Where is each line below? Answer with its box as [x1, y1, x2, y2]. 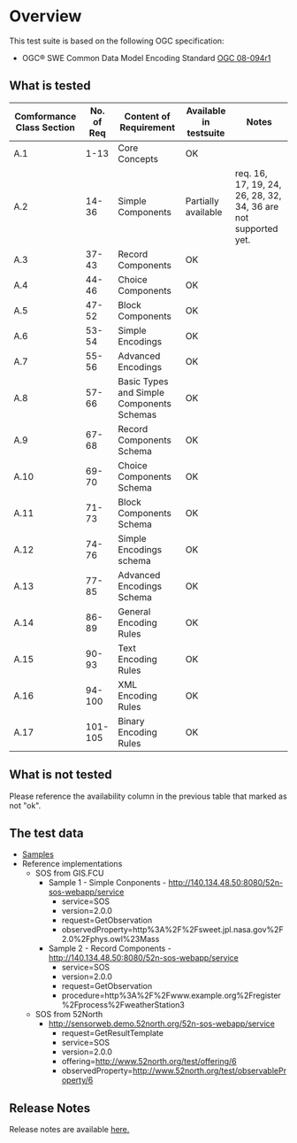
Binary [118, 714, 145, 727]
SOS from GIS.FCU [34, 868, 104, 878]
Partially [185, 195, 219, 207]
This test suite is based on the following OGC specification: [9, 35, 225, 46]
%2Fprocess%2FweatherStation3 [61, 1000, 186, 1010]
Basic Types [118, 375, 169, 387]
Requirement [118, 121, 175, 134]
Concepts [118, 152, 159, 165]
